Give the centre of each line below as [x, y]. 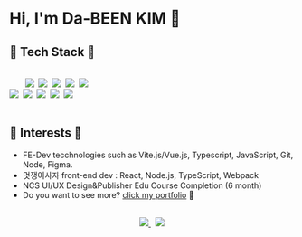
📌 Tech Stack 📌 [52, 52]
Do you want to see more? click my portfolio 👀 [108, 194]
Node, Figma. [47, 164]
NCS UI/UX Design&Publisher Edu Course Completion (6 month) [142, 185]
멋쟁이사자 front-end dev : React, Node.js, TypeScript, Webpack [141, 175]
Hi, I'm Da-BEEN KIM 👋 [95, 19]
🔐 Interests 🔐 [46, 133]
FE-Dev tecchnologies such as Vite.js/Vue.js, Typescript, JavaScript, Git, [158, 155]
